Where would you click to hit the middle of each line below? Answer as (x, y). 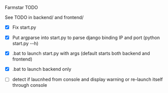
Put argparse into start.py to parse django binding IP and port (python (86, 38)
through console (30, 85)
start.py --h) (25, 44)
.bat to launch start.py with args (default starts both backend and (81, 53)
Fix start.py (24, 27)
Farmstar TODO (21, 7)
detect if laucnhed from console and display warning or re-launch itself (87, 80)
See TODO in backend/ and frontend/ (44, 17)
